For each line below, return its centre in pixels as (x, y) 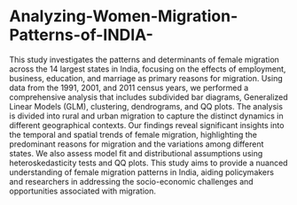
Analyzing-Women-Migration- (124, 16)
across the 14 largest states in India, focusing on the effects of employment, (148, 69)
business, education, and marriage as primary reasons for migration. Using (146, 78)
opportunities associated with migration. (83, 191)
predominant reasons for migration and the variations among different (137, 144)
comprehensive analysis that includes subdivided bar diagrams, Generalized (148, 97)
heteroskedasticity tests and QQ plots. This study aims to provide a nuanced (148, 163)
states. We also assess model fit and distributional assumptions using (136, 153)
